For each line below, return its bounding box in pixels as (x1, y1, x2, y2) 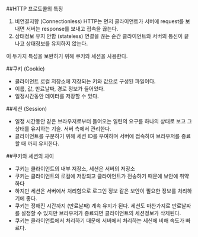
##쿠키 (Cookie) (6, 65, 45, 72)
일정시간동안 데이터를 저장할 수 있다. (14, 92, 99, 100)
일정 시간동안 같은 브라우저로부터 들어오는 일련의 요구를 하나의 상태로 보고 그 (14, 118, 193, 124)
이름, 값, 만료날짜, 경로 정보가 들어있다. (14, 85, 105, 92)
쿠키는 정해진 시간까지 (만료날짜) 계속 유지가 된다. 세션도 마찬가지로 (14, 202, 171, 209)
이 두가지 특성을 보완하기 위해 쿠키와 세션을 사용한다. (6, 53, 128, 59)
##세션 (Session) (6, 105, 47, 112)
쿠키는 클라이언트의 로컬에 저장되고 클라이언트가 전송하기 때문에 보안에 (14, 172, 178, 180)
